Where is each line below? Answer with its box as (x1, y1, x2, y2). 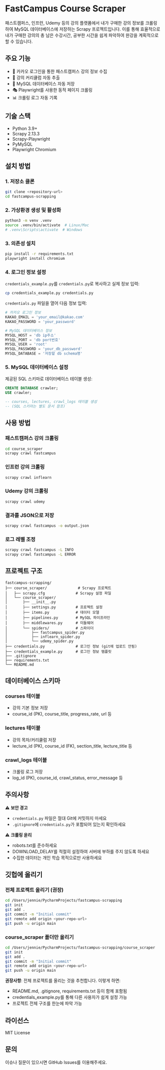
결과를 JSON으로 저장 (5, 512, 54, 518)
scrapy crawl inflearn (5, 475, 52, 480)
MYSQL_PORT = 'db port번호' (5, 337, 61, 342)
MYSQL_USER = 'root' (5, 342, 48, 347)
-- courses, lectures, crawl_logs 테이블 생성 (5, 399, 98, 404)
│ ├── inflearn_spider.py (5, 634, 80, 639)
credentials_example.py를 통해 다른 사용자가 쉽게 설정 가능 (12, 994, 127, 1000)
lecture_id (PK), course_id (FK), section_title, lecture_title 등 (12, 743, 132, 749)
